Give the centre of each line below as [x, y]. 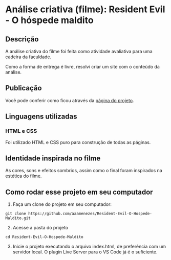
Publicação [24, 88]
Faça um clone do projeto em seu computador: [62, 204]
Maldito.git [18, 218]
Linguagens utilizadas [41, 117]
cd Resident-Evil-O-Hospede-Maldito [44, 237]
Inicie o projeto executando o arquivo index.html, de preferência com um [89, 247]
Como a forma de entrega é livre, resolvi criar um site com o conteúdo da [83, 67]
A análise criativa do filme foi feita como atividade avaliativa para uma [79, 51]
